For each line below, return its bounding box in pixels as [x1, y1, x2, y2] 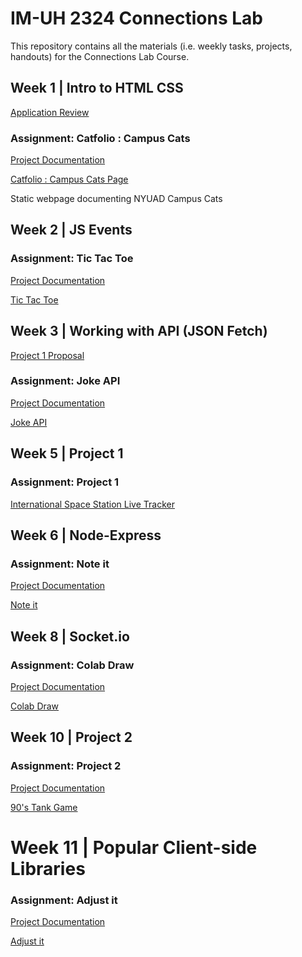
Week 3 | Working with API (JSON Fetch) [10, 323, 268, 340]
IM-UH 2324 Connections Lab [10, 7, 263, 30]
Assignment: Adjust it [10, 893, 118, 907]
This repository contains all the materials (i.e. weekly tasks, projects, [10, 40, 293, 52]
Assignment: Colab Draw [10, 658, 135, 672]
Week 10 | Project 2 [10, 729, 133, 746]
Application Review [10, 106, 90, 118]
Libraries [10, 857, 86, 880]
